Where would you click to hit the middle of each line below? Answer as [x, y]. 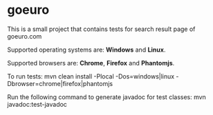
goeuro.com [25, 36]
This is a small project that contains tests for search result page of [101, 29]
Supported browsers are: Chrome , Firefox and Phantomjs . [91, 63]
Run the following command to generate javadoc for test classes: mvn [106, 97]
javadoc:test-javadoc [37, 104]
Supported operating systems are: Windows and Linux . [86, 50]
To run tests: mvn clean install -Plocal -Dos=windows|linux [91, 76]
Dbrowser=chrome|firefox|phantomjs [60, 83]
